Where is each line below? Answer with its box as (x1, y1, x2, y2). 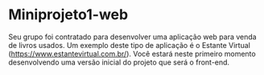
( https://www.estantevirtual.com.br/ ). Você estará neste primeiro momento (8, 49, 256, 58)
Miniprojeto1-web (8, 6, 129, 24)
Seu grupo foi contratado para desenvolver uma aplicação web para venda (8, 32, 257, 41)
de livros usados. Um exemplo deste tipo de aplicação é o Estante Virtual (8, 40, 251, 49)
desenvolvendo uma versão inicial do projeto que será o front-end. (8, 57, 230, 67)
